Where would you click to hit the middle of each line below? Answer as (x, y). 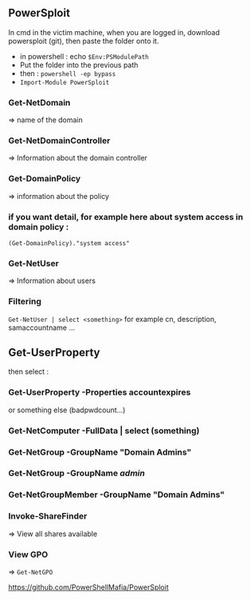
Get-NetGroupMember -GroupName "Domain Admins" (116, 495)
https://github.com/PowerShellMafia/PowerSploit (88, 587)
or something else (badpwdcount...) (67, 410)
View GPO (28, 554)
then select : (29, 372)
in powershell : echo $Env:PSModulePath (84, 56)
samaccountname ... (42, 328)
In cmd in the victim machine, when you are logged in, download (114, 32)
